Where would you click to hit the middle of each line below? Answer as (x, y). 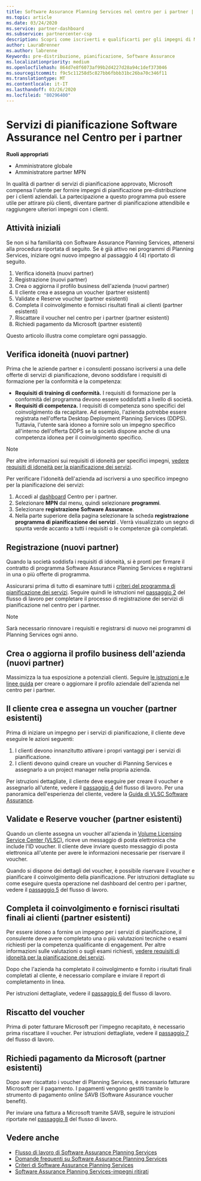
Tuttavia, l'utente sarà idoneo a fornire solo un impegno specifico (95, 425)
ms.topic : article (29, 17)
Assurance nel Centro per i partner (94, 137)
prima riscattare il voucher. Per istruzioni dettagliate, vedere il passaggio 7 (98, 1033)
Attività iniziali (33, 228)
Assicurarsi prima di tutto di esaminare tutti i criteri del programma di (91, 586)
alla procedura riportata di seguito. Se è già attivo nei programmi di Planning (100, 248)
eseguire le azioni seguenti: (40, 739)
